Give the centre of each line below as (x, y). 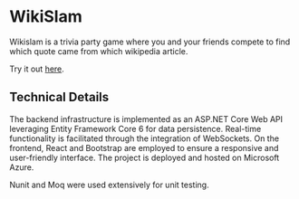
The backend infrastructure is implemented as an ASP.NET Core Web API (146, 118)
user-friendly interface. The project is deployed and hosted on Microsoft (145, 157)
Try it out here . (37, 69)
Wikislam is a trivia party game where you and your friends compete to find (150, 42)
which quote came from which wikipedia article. (99, 51)
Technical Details (59, 97)
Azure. (22, 167)
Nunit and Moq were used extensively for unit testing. (110, 185)
